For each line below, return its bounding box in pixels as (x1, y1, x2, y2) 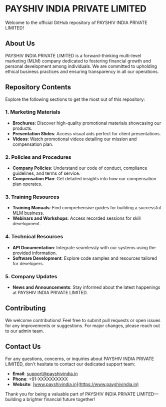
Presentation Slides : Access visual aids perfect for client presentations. (12, 130, 161, 136)
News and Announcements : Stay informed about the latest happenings (12, 284, 160, 290)
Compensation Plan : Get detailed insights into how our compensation (12, 176, 156, 182)
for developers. (12, 260, 44, 266)
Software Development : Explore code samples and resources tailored (12, 255, 157, 261)
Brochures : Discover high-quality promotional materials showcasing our (12, 120, 161, 126)
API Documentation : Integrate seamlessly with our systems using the (12, 244, 156, 250)
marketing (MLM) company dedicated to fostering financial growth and (5, 58, 151, 64)
